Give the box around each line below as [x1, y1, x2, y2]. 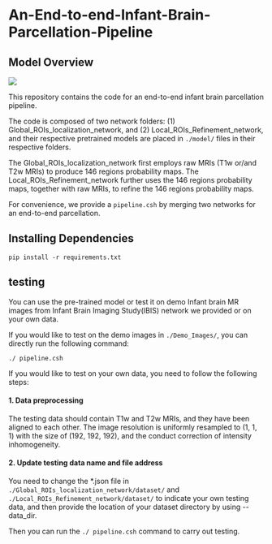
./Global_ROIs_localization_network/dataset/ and [8, 485, 180, 494]
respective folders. [8, 142, 71, 152]
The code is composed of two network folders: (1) [8, 116, 176, 126]
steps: [8, 377, 29, 386]
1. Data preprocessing [8, 395, 84, 405]
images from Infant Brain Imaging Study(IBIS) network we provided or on [8, 305, 252, 315]
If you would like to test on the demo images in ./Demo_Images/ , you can [8, 330, 248, 339]
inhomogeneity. [8, 439, 61, 449]
